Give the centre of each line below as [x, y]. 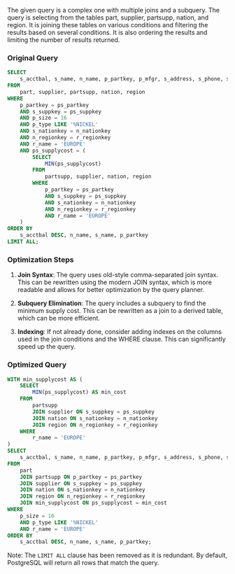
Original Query [33, 57]
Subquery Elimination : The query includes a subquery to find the [112, 303]
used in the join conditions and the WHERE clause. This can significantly [121, 339]
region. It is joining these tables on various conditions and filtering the [108, 25]
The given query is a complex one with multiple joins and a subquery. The [114, 10]
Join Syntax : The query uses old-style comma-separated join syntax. [118, 275]
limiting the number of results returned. [64, 40]
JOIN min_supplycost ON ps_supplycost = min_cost [94, 503]
